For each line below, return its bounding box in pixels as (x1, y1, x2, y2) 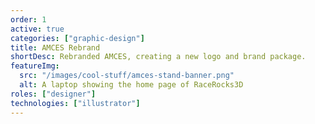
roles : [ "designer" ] (10, 89, 97, 99)
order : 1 (10, 14, 47, 25)
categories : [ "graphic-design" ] (10, 33, 145, 43)
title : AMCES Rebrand (10, 42, 101, 53)
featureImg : (10, 61, 60, 71)
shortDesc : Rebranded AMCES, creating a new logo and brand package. (10, 52, 307, 62)
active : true (10, 24, 65, 34)
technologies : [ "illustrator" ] (10, 98, 141, 108)
